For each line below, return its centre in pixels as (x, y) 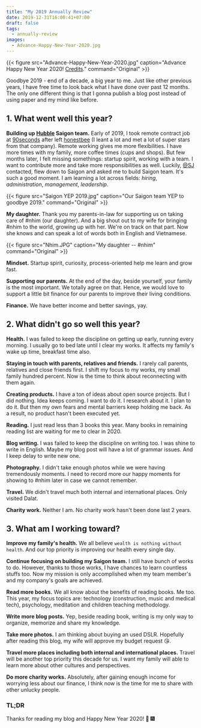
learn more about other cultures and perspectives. (68, 665)
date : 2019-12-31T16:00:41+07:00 (48, 17)
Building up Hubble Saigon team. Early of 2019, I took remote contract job (98, 133)
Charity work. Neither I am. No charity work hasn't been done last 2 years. (99, 510)
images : (16, 40)
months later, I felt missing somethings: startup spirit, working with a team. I (100, 159)
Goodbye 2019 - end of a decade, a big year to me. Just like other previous (99, 80)
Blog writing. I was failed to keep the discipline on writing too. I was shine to (100, 443)
